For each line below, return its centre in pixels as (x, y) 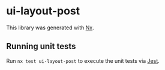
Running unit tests (41, 46)
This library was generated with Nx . (50, 28)
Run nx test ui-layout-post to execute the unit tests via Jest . (83, 60)
